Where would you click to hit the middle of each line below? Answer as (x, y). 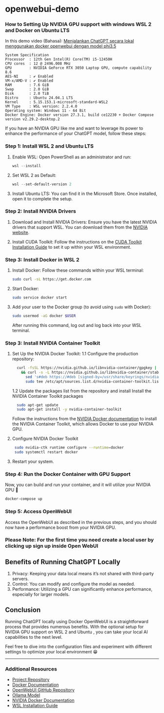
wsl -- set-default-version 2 (42, 184)
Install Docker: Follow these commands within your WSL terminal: (78, 270)
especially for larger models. (41, 594)
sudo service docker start (40, 298)
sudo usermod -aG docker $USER (44, 316)
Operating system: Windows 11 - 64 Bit (46, 111)
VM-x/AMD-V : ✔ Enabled (29, 81)
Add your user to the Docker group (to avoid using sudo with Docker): (82, 307)
